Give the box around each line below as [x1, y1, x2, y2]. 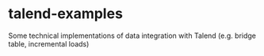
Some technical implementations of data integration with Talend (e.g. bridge [8, 31, 256, 40]
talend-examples [8, 5, 123, 23]
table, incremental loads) [8, 39, 90, 48]
